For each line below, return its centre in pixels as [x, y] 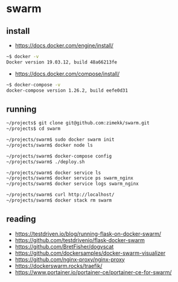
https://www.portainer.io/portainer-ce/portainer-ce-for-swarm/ [93, 272]
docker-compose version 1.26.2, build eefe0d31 [67, 90]
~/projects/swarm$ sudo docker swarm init [60, 140]
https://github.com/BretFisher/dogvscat [64, 246]
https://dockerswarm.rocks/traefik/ [59, 266]
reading [21, 219]
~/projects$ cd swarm [33, 129]
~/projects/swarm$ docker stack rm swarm [59, 200]
